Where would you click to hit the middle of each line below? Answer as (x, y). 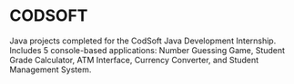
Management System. (51, 70)
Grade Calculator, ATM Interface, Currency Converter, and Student (134, 60)
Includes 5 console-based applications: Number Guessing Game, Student (147, 50)
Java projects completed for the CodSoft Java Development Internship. (143, 41)
